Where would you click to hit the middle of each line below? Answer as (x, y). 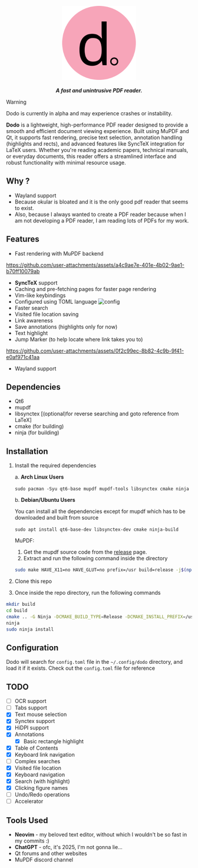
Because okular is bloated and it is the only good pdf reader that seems (101, 202)
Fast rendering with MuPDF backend (59, 253)
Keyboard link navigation (44, 754)
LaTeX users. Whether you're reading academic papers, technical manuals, (97, 150)
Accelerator (29, 801)
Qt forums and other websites (51, 853)
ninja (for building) (37, 433)
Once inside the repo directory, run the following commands (88, 593)
